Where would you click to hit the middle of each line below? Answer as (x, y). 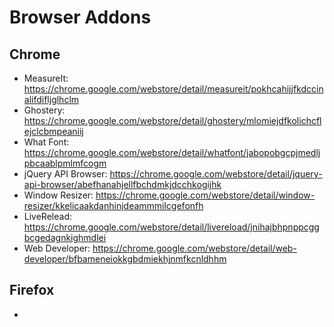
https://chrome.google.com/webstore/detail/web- (194, 248)
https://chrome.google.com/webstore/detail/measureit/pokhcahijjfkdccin (173, 89)
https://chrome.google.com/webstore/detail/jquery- (216, 174)
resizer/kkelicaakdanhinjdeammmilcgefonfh (113, 205)
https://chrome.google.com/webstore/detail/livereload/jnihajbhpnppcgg (171, 227)
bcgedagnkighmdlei (65, 237)
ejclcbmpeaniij (53, 131)
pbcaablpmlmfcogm (65, 163)
